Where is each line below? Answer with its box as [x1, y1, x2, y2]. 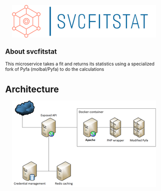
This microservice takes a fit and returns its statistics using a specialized [5, 61, 155, 67]
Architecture [5, 83, 59, 95]
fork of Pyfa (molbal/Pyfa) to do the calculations [5, 66, 104, 72]
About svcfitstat [5, 48, 57, 56]
